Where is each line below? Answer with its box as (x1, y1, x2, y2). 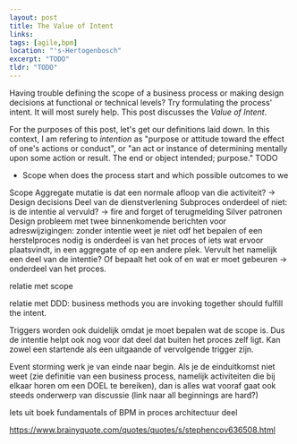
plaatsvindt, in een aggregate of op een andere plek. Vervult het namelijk (9, 243, 277, 255)
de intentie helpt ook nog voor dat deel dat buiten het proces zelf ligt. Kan (9, 334, 281, 345)
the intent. (9, 307, 47, 318)
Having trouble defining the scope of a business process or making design (9, 87, 284, 98)
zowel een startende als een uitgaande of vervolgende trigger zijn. (9, 344, 254, 354)
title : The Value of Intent (9, 21, 115, 30)
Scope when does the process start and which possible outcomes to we (21, 169, 289, 180)
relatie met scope (9, 280, 73, 291)
